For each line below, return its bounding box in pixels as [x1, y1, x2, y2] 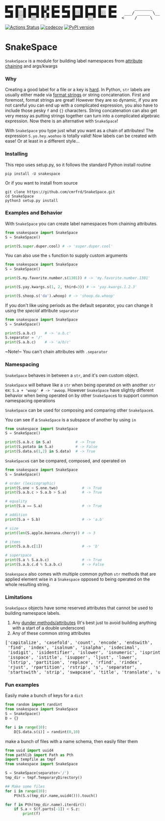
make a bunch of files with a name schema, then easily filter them [5, 738, 138, 744]
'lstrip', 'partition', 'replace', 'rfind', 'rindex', [7, 660, 142, 665]
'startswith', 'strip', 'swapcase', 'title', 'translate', [7, 670, 153, 675]
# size [5, 526, 19, 531]
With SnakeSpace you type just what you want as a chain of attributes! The [5, 128, 154, 134]
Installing [5, 150, 28, 157]
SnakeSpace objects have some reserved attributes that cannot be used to [5, 605, 153, 611]
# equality [5, 499, 27, 504]
